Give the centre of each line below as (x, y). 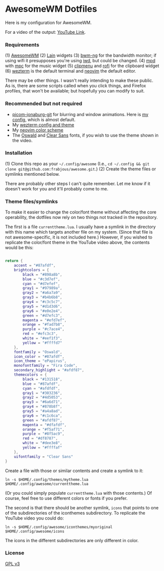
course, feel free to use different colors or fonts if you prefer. (66, 498)
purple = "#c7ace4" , (44, 329)
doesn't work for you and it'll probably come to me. (57, 189)
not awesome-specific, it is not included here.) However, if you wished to (79, 237)
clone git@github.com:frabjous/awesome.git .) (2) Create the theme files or (81, 169)
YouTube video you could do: (35, 518)
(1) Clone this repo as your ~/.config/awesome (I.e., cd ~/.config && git (77, 164)
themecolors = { (31, 375)
